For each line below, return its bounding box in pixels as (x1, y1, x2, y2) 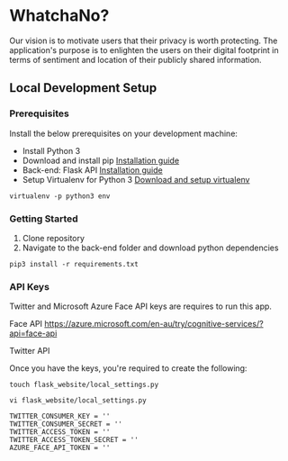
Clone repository (22, 232, 85, 243)
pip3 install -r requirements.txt (9, 259, 139, 268)
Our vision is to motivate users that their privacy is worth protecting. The (9, 35, 278, 46)
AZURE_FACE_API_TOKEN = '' (9, 443, 111, 453)
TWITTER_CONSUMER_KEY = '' (9, 411, 111, 421)
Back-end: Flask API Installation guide (22, 164, 164, 176)
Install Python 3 (22, 145, 81, 156)
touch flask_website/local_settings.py (9, 380, 159, 390)
